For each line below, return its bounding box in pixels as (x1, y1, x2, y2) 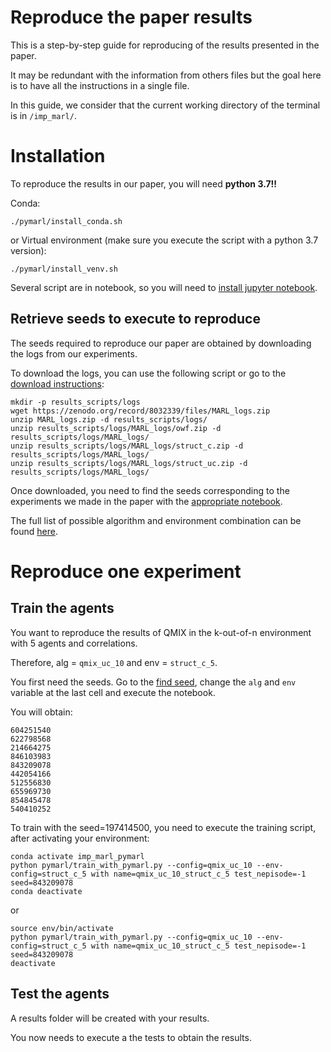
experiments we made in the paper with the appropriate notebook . (10, 495, 283, 507)
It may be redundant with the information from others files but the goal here (10, 69, 322, 81)
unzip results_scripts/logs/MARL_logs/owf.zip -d (10, 423, 222, 433)
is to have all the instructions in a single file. (10, 79, 190, 91)
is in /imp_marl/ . (10, 109, 77, 121)
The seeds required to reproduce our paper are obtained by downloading (10, 337, 312, 349)
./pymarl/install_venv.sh (10, 264, 118, 274)
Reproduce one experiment (10, 560, 242, 583)
